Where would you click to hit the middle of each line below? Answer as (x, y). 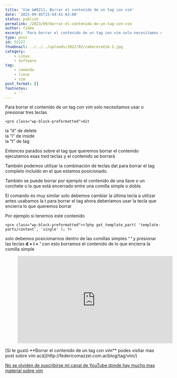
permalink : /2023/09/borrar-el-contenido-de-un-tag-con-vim (69, 24)
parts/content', (22, 229)
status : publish (22, 19)
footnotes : (16, 88)
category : (15, 51)
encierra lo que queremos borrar (38, 206)
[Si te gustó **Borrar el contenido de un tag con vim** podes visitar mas (80, 351)
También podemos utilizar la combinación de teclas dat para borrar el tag (80, 166)
